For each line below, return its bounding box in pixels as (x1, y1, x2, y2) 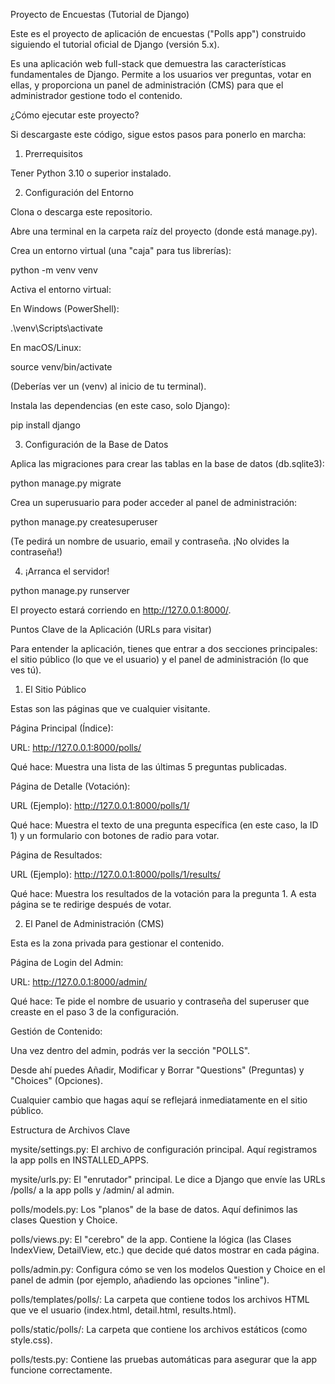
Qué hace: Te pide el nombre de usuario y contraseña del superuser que (10, 995, 310, 1007)
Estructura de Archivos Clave (10, 1124, 131, 1136)
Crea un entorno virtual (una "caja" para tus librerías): (10, 245, 232, 256)
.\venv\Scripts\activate (10, 322, 103, 334)
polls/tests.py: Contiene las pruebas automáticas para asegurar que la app (10, 1354, 318, 1365)
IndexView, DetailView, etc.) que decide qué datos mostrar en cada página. (10, 1244, 320, 1256)
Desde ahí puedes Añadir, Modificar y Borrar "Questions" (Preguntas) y (10, 1064, 305, 1076)
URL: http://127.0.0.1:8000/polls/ (10, 742, 142, 753)
